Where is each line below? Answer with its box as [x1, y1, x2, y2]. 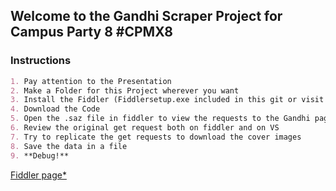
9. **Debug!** [10, 150, 70, 161]
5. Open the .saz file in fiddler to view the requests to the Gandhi [10, 114, 311, 124]
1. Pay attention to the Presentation [10, 76, 172, 86]
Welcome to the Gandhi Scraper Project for [10, 8, 283, 25]
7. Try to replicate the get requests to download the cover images [10, 132, 302, 142]
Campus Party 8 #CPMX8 [10, 24, 173, 41]
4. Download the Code [10, 104, 101, 114]
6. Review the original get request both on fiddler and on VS [10, 123, 280, 133]
